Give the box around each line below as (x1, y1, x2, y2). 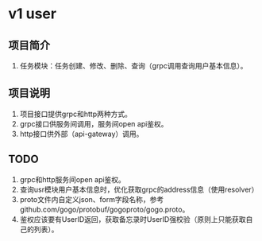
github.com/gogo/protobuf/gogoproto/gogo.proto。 (19, 204, 190, 214)
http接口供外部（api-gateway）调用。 (19, 129, 144, 138)
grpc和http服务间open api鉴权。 (19, 174, 125, 184)
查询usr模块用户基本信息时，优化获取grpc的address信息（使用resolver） (19, 185, 259, 194)
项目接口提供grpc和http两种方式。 (19, 109, 133, 119)
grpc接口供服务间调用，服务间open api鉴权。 (19, 119, 168, 128)
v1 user (8, 5, 57, 23)
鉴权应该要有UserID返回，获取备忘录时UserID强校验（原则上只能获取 (19, 214, 246, 224)
